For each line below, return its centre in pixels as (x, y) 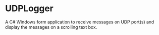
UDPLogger (29, 9)
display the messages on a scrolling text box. (51, 27)
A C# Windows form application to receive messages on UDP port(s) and (80, 22)
